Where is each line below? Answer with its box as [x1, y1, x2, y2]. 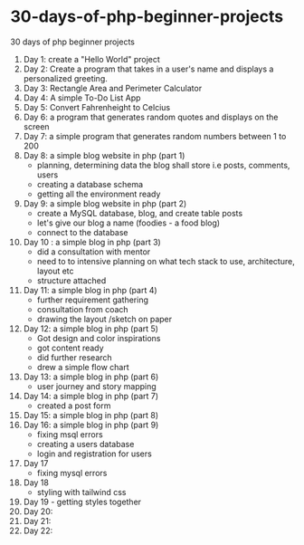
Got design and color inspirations [36, 332, 161, 343]
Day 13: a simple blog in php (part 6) [23, 371, 159, 382]
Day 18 [23, 477, 49, 488]
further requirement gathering [36, 294, 148, 305]
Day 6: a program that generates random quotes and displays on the [23, 111, 279, 122]
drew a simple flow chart [36, 361, 129, 372]
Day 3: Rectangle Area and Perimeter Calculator [23, 82, 203, 93]
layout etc [36, 265, 75, 276]
